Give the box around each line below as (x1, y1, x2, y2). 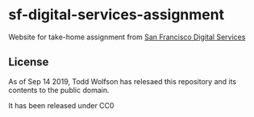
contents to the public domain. (8, 85, 110, 95)
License (8, 55, 49, 69)
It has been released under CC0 (8, 100, 115, 110)
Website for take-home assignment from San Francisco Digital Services (8, 32, 246, 42)
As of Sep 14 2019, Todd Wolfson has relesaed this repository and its (8, 76, 237, 86)
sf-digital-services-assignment (8, 6, 224, 24)
